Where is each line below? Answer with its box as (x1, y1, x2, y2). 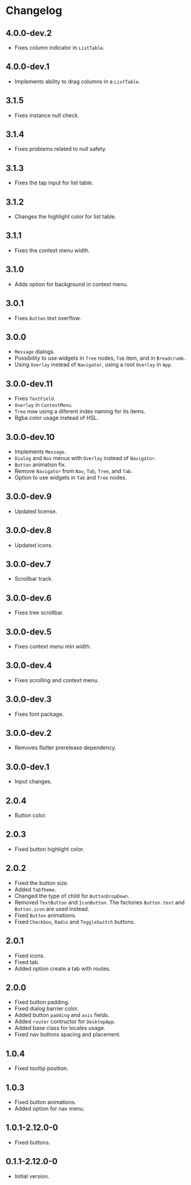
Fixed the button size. (14, 879, 69, 886)
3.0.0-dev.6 (5, 593, 52, 603)
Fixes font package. (14, 710, 64, 718)
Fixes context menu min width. (14, 643, 92, 650)
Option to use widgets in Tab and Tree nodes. (14, 474, 127, 481)
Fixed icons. (14, 952, 45, 959)
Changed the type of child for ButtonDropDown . (14, 892, 130, 900)
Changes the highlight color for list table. (14, 213, 116, 220)
